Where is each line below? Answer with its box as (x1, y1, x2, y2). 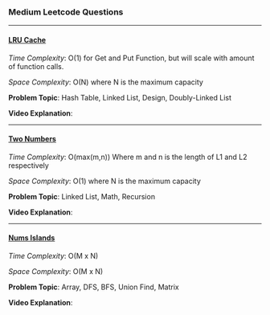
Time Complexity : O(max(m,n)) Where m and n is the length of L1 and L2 (8, 152, 247, 162)
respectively (8, 160, 50, 170)
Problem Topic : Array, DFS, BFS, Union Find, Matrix (8, 282, 179, 292)
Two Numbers (8, 134, 56, 144)
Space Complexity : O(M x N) (8, 266, 104, 276)
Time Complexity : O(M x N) (8, 251, 99, 260)
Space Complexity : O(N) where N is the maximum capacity (8, 77, 203, 87)
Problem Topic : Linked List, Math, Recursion (8, 191, 155, 201)
